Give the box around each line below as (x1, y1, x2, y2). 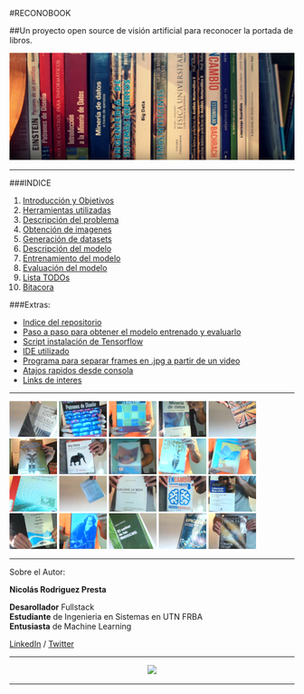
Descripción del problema (22, 215, 119, 226)
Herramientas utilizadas (22, 205, 111, 216)
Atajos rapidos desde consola (22, 365, 134, 376)
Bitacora (22, 282, 54, 293)
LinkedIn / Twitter (9, 639, 75, 650)
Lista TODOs (22, 272, 71, 284)
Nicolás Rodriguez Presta (9, 584, 107, 595)
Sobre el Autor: (9, 566, 66, 578)
